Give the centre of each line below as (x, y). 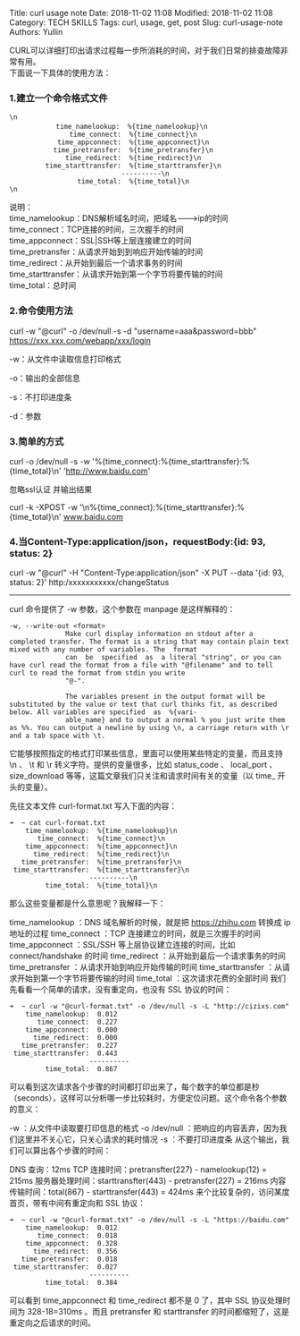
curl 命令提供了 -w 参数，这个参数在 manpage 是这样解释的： (122, 609)
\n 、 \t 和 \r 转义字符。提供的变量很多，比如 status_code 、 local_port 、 (143, 765)
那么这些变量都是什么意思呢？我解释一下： (87, 904)
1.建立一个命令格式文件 (59, 98)
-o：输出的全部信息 (45, 378)
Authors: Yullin (36, 32)
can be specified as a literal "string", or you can (173, 658)
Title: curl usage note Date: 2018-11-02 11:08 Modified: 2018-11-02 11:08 (142, 13)
